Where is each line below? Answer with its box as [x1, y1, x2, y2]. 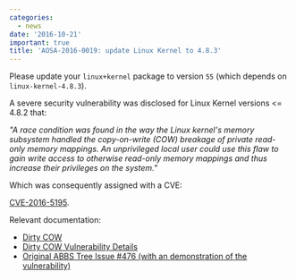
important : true [9, 38, 70, 47]
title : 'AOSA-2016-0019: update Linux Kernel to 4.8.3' [9, 47, 222, 55]
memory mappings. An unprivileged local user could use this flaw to [26, 144, 279, 155]
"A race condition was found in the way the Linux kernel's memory [9, 124, 255, 135]
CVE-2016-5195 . [9, 198, 70, 208]
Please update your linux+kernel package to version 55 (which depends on [9, 71, 288, 81]
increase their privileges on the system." [9, 163, 158, 174]
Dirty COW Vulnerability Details [21, 242, 139, 252]
